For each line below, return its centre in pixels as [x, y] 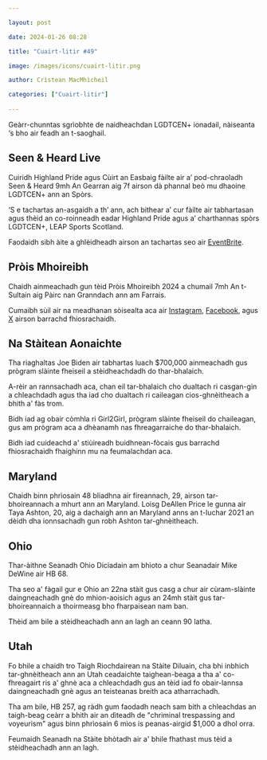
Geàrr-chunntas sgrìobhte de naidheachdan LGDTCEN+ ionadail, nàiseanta [132, 124]
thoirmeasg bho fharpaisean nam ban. [126, 605]
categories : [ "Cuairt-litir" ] [59, 95]
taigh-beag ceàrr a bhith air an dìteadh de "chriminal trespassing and [122, 715]
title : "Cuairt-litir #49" [53, 51]
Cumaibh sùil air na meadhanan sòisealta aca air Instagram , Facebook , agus [133, 310]
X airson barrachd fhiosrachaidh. [63, 319]
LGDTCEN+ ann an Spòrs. [51, 194]
